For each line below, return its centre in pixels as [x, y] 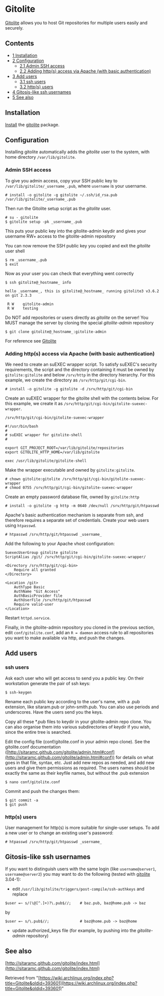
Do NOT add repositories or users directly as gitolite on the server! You [77, 317]
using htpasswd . [21, 525]
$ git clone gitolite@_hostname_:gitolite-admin [56, 332]
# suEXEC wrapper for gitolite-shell [44, 435]
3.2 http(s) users [36, 87]
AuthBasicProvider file [38, 596]
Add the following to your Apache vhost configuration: [60, 544]
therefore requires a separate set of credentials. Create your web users [77, 520]
